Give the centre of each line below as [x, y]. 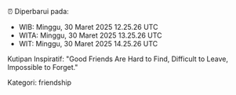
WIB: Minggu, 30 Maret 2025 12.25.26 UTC [88, 27]
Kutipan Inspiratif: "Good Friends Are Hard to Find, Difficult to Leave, [118, 59]
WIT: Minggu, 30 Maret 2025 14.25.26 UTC [88, 44]
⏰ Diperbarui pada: [38, 11]
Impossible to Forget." [43, 67]
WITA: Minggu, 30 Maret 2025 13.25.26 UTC [90, 35]
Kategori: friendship [40, 82]
